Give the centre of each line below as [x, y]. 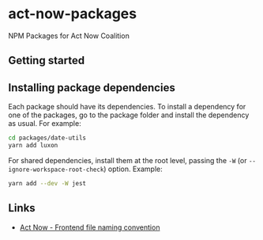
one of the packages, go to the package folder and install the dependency [129, 115]
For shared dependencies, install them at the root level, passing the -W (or [128, 160]
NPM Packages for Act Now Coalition [69, 36]
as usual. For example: [45, 124]
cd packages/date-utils [47, 138]
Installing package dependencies [92, 88]
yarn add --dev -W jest [47, 183]
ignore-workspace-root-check [56, 170]
